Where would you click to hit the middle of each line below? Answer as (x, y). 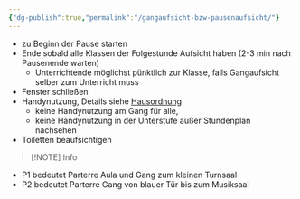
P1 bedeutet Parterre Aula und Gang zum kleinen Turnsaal (129, 175)
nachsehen (56, 130)
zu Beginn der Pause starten (75, 43)
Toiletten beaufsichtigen (66, 139)
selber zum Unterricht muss (87, 81)
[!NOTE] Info (54, 157)
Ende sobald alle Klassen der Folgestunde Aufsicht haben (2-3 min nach (156, 53)
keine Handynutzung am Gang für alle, (107, 110)
